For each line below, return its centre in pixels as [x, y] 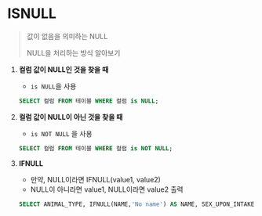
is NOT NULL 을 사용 [61, 133]
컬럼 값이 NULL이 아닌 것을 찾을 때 [71, 117]
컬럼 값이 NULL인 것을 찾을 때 [64, 69]
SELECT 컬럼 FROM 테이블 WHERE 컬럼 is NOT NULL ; [96, 148]
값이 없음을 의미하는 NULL [67, 36]
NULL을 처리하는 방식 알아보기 [73, 52]
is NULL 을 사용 [53, 86]
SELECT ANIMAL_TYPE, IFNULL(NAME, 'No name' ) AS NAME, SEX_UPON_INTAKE [136, 204]
